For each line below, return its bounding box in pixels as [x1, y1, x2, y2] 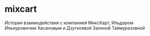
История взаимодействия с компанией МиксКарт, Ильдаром [4, 20, 134, 26]
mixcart [4, 3, 37, 15]
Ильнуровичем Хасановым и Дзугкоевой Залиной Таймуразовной [4, 25, 145, 31]
